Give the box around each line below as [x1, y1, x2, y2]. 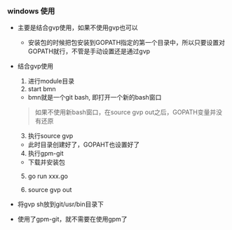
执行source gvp [27, 132, 74, 140]
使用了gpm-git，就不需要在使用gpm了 [17, 215, 128, 224]
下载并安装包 [27, 158, 65, 166]
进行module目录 [27, 77, 75, 86]
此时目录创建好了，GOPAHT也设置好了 [27, 140, 140, 149]
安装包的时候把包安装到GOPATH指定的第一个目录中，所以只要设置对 [27, 39, 226, 47]
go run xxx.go [27, 172, 69, 180]
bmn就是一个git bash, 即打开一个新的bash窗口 [27, 93, 162, 102]
